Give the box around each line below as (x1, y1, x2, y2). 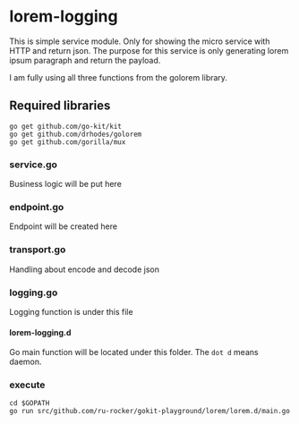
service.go (9, 158, 58, 171)
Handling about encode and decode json (9, 264, 159, 275)
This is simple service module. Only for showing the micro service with (9, 36, 270, 47)
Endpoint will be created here (9, 221, 118, 232)
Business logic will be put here (9, 179, 123, 190)
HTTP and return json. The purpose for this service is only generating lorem (9, 45, 289, 55)
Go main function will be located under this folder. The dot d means (9, 347, 259, 358)
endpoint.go (9, 200, 64, 213)
